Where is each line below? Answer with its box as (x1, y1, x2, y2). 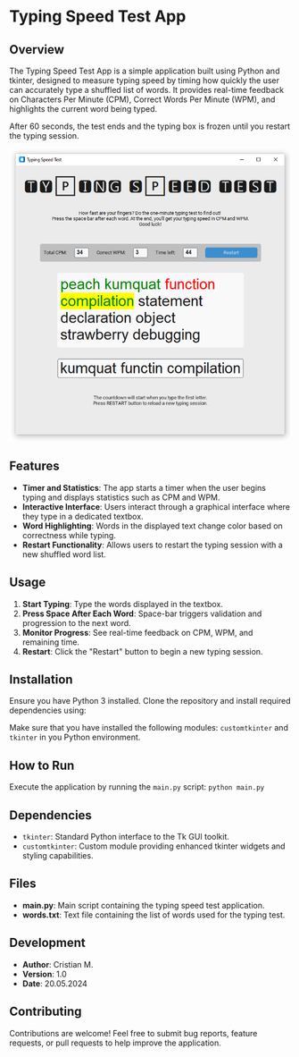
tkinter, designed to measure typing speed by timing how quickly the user (9, 75, 279, 86)
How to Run (9, 757, 75, 773)
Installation (9, 672, 73, 688)
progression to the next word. (21, 617, 131, 628)
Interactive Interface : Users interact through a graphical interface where (21, 501, 291, 512)
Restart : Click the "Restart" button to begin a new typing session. (21, 646, 263, 656)
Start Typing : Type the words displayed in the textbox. (21, 598, 223, 609)
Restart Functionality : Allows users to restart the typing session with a (21, 539, 283, 550)
